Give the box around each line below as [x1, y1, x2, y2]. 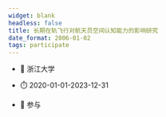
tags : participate [8, 41, 69, 49]
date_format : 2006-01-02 [8, 33, 91, 42]
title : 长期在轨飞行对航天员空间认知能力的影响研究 [8, 26, 158, 34]
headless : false [8, 19, 62, 27]
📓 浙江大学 [19, 64, 55, 74]
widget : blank [8, 11, 56, 20]
